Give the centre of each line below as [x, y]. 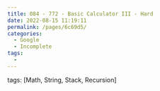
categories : [25, 34]
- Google [27, 40]
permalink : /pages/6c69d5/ [47, 27]
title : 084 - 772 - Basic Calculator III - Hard [80, 14]
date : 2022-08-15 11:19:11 [47, 20]
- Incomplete [33, 47]
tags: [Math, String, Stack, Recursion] [62, 80]
